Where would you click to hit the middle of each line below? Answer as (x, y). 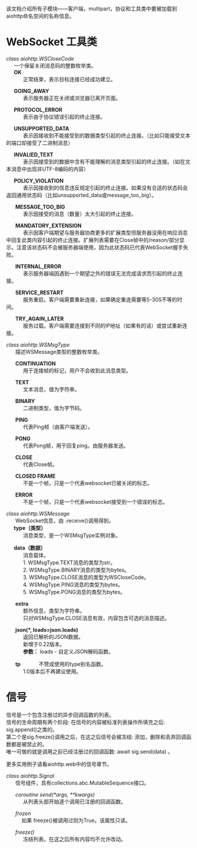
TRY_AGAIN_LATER (39, 318)
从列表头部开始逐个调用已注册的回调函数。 (74, 802)
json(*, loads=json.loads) (46, 630)
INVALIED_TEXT (34, 154)
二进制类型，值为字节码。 (54, 408)
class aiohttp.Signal (30, 776)
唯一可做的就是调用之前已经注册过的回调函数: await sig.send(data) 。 (90, 751)
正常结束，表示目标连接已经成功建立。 (69, 79)
